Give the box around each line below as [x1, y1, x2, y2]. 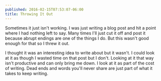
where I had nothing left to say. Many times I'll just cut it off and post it [5, 30, 146, 36]
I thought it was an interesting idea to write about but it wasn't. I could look [5, 49, 155, 56]
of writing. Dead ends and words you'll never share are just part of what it [5, 65, 153, 71]
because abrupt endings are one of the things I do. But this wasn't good [5, 35, 149, 41]
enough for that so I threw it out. [5, 40, 70, 46]
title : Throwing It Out [5, 12, 54, 16]
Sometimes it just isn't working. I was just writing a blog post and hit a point [5, 25, 157, 31]
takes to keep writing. [5, 70, 49, 76]
